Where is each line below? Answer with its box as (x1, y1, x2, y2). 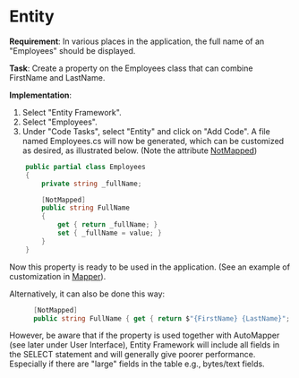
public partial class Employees (25, 162, 146, 171)
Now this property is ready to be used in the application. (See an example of (9, 262, 291, 272)
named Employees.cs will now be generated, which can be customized (21, 135, 285, 146)
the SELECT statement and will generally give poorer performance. (9, 349, 256, 360)
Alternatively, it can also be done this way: (9, 288, 166, 299)
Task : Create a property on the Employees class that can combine (9, 63, 253, 73)
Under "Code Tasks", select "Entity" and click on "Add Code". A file (21, 125, 270, 136)
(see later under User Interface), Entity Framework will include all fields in (9, 339, 280, 350)
